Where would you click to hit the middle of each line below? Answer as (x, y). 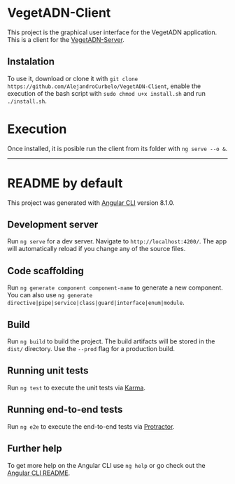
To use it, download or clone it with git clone (73, 78)
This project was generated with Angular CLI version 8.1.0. (91, 202)
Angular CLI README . (39, 473)
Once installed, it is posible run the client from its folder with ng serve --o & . (117, 148)
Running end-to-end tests (65, 410)
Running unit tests (48, 371)
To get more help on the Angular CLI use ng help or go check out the (106, 465)
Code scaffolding (45, 271)
